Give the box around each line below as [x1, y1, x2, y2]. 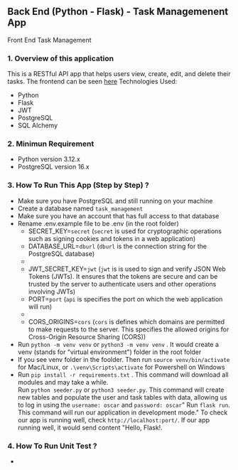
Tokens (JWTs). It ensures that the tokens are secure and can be [28, 272, 218, 280]
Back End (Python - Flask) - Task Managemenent [7, 6, 229, 18]
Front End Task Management [7, 36, 92, 44]
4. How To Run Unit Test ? [7, 441, 97, 451]
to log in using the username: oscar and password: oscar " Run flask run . [17, 400, 231, 409]
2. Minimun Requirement [7, 139, 94, 149]
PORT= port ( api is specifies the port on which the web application [28, 294, 223, 303]
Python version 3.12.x [17, 155, 80, 164]
